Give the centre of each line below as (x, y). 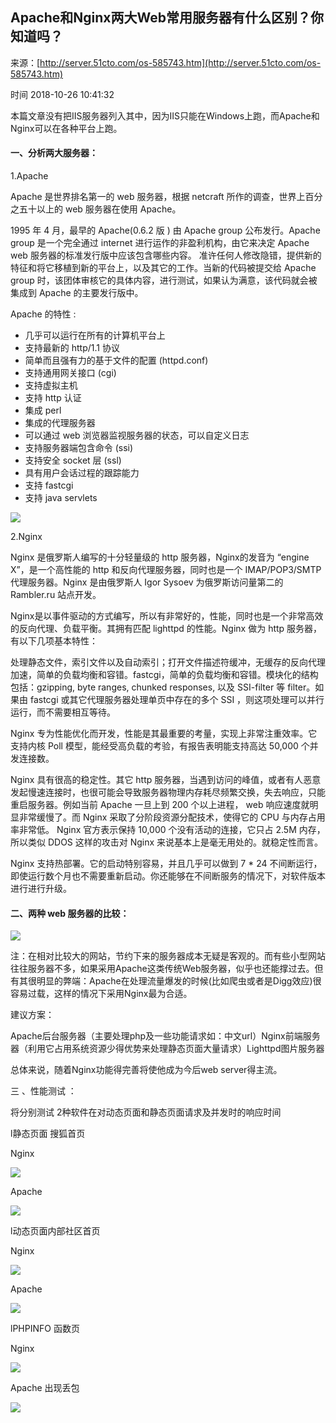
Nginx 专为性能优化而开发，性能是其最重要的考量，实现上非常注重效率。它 (164, 734)
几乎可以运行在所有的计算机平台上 (95, 335)
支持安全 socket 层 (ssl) (73, 460)
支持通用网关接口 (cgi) (70, 373)
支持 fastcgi (49, 485)
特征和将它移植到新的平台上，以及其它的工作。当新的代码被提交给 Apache (163, 268)
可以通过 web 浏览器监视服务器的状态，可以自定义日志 (137, 435)
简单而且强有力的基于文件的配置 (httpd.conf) (116, 360)
